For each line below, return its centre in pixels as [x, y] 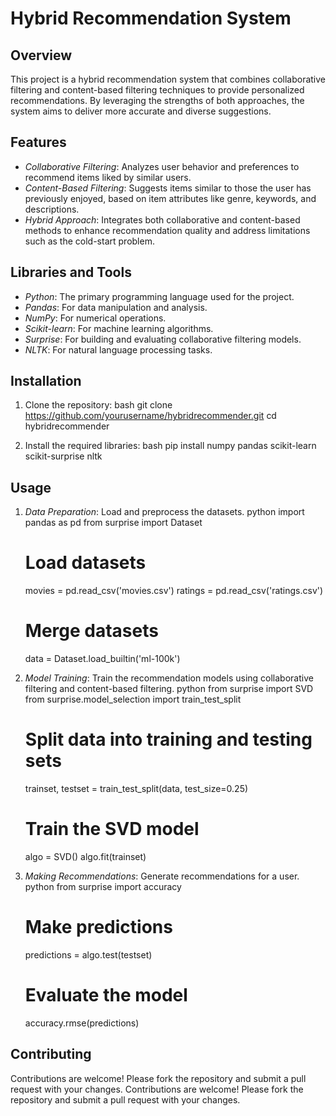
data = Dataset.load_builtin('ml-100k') [102, 659]
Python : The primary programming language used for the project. [159, 296]
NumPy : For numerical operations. [95, 318]
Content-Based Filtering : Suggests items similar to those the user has [168, 188]
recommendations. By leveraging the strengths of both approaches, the [157, 100]
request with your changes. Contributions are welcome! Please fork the [157, 1089]
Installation [46, 381]
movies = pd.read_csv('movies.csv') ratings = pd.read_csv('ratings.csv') [174, 591]
